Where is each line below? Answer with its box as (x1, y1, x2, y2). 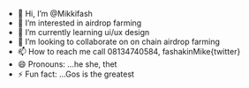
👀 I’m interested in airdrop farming (17, 18, 142, 28)
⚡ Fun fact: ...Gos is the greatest (17, 69, 135, 79)
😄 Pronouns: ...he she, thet (17, 59, 117, 70)
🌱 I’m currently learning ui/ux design (17, 27, 150, 37)
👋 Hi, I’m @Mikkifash (17, 9, 93, 18)
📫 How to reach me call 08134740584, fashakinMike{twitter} (17, 47, 241, 56)
